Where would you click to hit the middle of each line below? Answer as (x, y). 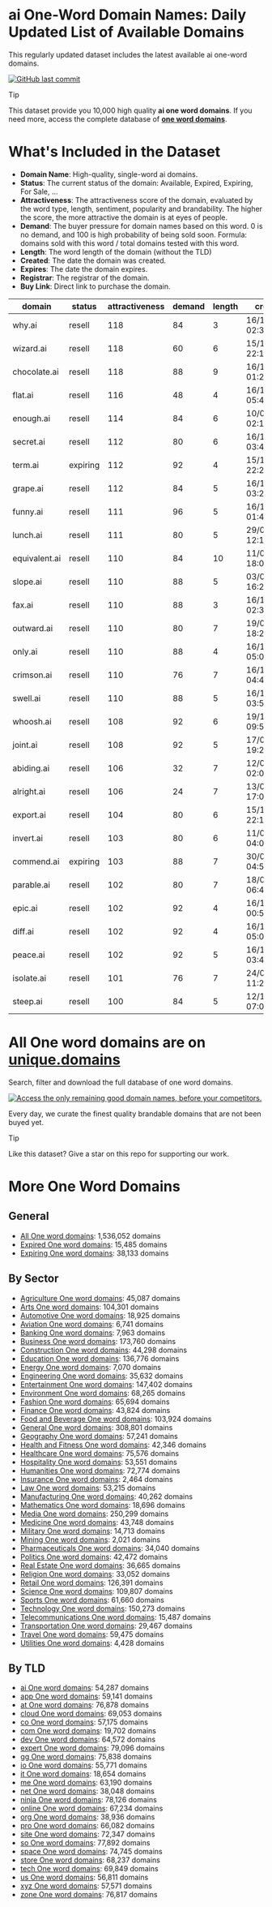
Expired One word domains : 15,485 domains (93, 1244)
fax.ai (23, 604)
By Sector (34, 1279)
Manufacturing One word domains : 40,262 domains (106, 1496)
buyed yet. (26, 1122)
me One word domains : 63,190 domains (86, 1783)
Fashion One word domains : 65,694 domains (95, 1402)
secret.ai (29, 441)
